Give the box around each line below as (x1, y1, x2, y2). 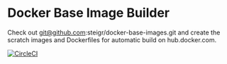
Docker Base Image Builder (7, 5, 170, 21)
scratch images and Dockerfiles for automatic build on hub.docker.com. (7, 35, 217, 44)
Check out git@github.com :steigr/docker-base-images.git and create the (7, 28, 221, 37)
